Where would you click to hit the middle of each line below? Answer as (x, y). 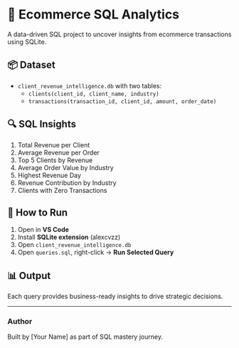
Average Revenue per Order (58, 152)
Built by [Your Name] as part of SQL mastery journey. (85, 337)
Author (20, 322)
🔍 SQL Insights (42, 124)
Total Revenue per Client (54, 144)
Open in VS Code (43, 230)
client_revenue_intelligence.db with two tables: (90, 85)
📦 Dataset (31, 65)
